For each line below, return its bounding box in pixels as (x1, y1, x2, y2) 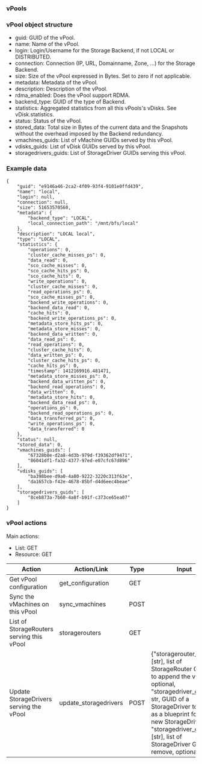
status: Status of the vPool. (14, 117, 82, 125)
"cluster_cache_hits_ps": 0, (28, 357, 101, 363)
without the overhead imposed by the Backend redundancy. (14, 130, 164, 137)
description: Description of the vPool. (14, 86, 108, 93)
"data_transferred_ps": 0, (28, 415, 96, 421)
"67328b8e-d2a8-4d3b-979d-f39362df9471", (28, 452, 133, 459)
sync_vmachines (59, 600, 106, 608)
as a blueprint (151, 710, 190, 718)
